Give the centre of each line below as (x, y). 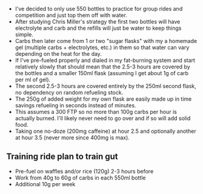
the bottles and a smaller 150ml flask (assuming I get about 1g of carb (102, 73)
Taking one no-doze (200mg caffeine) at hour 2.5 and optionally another (105, 131)
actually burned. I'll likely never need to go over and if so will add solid (103, 118)
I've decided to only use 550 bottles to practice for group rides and (99, 9)
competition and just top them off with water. (71, 15)
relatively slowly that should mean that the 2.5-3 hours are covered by (103, 67)
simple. (24, 35)
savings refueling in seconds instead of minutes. (75, 105)
